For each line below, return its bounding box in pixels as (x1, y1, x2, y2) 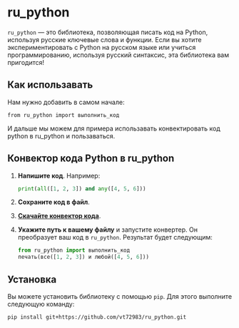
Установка (7, 273, 57, 285)
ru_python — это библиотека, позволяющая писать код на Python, (7, 28, 208, 36)
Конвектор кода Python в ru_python (7, 153, 175, 165)
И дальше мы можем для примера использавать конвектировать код (7, 124, 220, 133)
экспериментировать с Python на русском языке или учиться (7, 43, 196, 51)
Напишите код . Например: (17, 171, 101, 180)
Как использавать (7, 79, 93, 91)
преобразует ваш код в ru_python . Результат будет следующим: (17, 233, 213, 242)
